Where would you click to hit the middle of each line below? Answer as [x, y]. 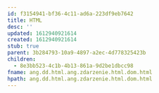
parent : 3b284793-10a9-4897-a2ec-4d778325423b [77, 53]
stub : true [23, 46]
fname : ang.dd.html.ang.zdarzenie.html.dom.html [80, 72]
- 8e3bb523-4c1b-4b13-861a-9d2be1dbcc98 [74, 66]
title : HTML [25, 20]
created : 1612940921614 [42, 40]
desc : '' [20, 27]
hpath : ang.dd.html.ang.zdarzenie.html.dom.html [80, 79]
